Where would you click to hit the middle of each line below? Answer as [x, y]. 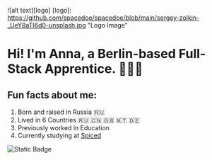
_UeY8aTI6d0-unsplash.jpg [47, 25]
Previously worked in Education [63, 128]
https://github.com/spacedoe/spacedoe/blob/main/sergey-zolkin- [104, 18]
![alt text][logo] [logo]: [40, 10]
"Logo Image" [108, 25]
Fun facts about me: [52, 95]
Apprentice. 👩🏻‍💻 [94, 69]
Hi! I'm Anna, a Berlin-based [92, 54]
